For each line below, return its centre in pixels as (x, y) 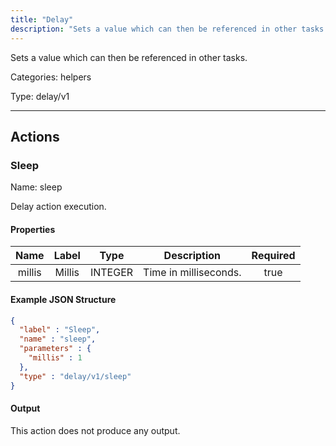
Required (273, 256)
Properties (33, 229)
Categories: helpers (51, 77)
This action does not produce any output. (95, 430)
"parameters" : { (55, 349)
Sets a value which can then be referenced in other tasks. (129, 57)
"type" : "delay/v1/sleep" (75, 376)
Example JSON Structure (63, 299)
